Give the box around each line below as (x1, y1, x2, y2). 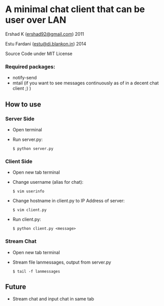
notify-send (12, 75, 37, 81)
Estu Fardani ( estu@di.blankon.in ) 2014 (5, 40, 87, 46)
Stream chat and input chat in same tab (12, 296, 95, 302)
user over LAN (5, 14, 66, 26)
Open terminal (12, 126, 42, 132)
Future (5, 282, 27, 291)
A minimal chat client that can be (5, 4, 145, 15)
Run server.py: (12, 136, 43, 142)
